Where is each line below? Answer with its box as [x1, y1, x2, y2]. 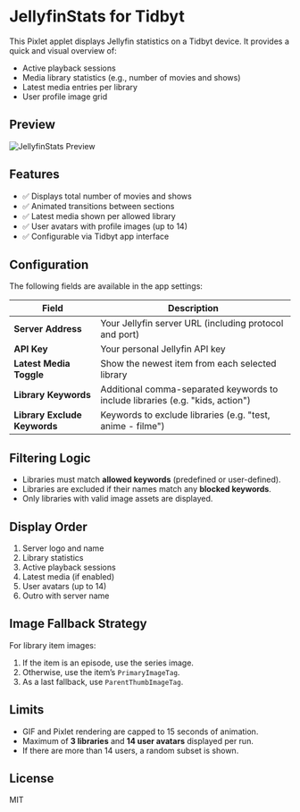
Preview [9, 117, 56, 132]
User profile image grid [21, 91, 108, 102]
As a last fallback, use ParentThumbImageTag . [21, 676, 184, 687]
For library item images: [9, 639, 96, 650]
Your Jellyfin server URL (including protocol [100, 317, 284, 330]
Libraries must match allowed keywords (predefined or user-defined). [21, 474, 281, 485]
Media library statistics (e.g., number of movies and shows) [21, 72, 241, 82]
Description [168, 302, 219, 315]
